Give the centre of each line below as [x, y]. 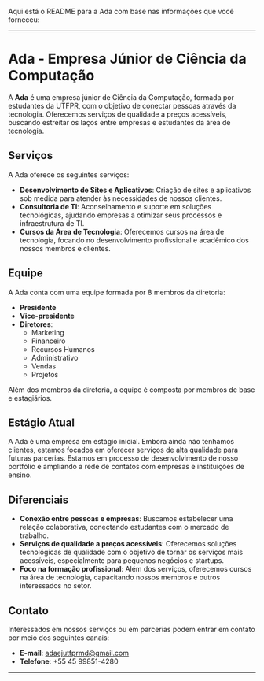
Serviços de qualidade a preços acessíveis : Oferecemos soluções [128, 544]
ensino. [20, 475]
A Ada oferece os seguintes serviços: [69, 174]
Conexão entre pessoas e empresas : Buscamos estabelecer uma [126, 519]
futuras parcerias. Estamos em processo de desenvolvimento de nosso [123, 458]
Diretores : [36, 324]
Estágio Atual [42, 422]
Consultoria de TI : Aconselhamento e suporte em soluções [115, 206]
